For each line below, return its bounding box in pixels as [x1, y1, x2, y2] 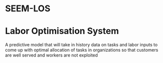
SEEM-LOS [5, 3, 51, 14]
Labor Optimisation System [5, 26, 119, 37]
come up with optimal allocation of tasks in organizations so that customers [5, 47, 159, 53]
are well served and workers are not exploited [5, 52, 98, 58]
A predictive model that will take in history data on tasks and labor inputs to [5, 42, 158, 48]
